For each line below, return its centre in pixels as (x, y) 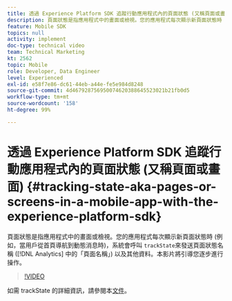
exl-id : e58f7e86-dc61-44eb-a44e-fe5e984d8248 (75, 84)
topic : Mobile (28, 65)
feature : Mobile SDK (37, 26)
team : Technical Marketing (46, 52)
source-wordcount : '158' (43, 104)
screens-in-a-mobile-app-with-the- (113, 202)
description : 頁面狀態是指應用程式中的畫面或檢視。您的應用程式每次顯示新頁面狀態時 (115, 20)
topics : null (26, 33)
